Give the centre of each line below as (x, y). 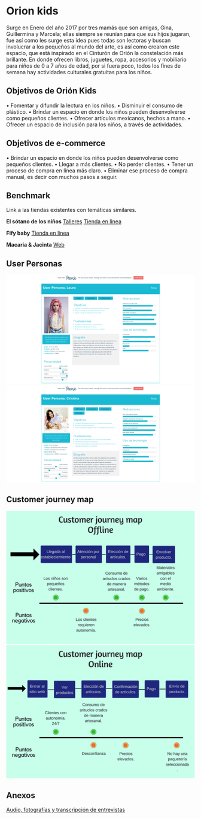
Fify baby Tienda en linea (38, 233)
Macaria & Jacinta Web (35, 245)
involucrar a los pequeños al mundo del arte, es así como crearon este (93, 47)
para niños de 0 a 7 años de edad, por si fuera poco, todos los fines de (94, 66)
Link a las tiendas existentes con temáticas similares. (71, 210)
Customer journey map (50, 500)
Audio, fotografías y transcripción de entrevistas (66, 810)
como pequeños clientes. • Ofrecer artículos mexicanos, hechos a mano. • (98, 118)
